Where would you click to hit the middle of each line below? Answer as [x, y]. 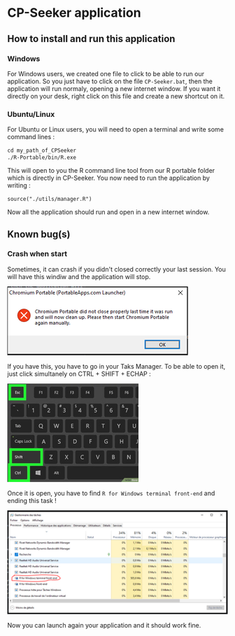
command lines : [31, 137]
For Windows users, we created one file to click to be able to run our [106, 73]
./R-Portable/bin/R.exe [42, 158]
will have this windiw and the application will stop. [79, 276]
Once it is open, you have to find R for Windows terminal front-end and [111, 493]
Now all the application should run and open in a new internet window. [108, 212]
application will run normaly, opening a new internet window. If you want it [114, 88]
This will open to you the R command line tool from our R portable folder [111, 171]
